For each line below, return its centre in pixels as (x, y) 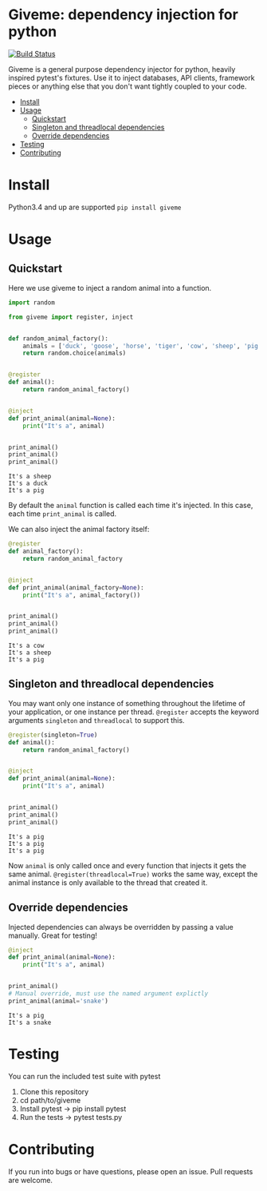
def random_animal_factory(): (59, 338)
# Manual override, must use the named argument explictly (108, 994)
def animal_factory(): (46, 551)
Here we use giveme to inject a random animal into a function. (110, 288)
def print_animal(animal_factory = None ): (77, 588)
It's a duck (28, 484)
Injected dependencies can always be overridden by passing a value (121, 927)
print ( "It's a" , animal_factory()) (82, 595)
